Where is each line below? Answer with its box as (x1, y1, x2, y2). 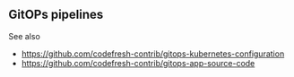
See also (8, 30, 41, 41)
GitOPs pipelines (8, 7, 104, 22)
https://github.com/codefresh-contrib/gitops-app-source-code (21, 57, 255, 68)
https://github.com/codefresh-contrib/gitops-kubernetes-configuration (21, 48, 285, 59)
